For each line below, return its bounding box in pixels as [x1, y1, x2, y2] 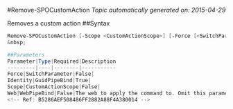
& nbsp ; [7, 39, 26, 46]
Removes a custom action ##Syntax [7, 19, 110, 27]
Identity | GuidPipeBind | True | [7, 77, 92, 84]
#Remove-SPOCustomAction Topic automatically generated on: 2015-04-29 [7, 6, 226, 14]
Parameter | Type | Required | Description [7, 58, 116, 65]
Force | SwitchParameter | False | [7, 70, 95, 78]
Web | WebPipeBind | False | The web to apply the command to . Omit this [7, 90, 207, 97]
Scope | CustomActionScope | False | [7, 83, 101, 90]
